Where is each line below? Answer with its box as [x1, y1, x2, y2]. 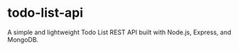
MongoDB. [7, 35, 39, 43]
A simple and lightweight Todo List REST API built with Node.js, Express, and [7, 28, 232, 36]
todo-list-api [7, 5, 84, 21]
